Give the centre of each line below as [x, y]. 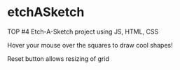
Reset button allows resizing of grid [58, 58]
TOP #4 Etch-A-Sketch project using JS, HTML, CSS [83, 31]
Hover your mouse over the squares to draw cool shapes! [90, 45]
